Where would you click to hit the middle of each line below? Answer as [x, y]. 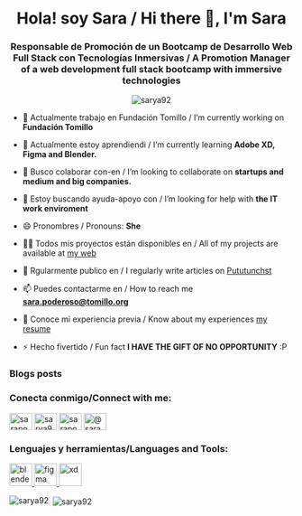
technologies [151, 80]
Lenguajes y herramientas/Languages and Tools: [119, 448]
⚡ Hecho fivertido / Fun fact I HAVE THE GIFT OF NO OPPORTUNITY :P [155, 347]
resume [37, 329]
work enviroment [55, 209]
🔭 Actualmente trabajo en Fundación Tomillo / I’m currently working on [153, 117]
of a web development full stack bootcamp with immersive [151, 70]
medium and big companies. [77, 182]
